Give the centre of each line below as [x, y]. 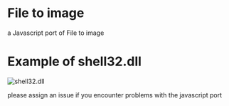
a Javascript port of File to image [56, 33]
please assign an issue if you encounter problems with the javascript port [115, 95]
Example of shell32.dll [75, 62]
